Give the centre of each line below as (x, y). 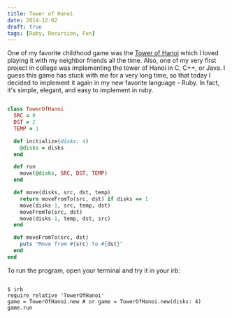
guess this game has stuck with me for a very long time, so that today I (109, 75)
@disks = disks (42, 147)
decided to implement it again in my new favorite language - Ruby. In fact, (114, 83)
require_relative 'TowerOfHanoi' (56, 295)
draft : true (24, 27)
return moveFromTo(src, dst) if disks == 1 (84, 199)
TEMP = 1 (26, 129)
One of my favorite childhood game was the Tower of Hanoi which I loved (113, 53)
